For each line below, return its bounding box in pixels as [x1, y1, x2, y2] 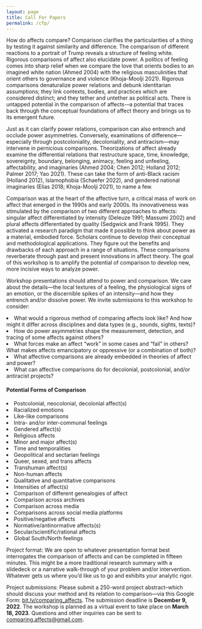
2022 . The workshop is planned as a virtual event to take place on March [6, 602, 189, 610]
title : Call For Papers [6, 15, 66, 21]
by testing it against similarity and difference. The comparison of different [6, 43, 189, 50]
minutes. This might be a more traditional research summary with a [6, 559, 172, 566]
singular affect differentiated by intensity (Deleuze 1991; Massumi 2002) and [6, 214, 196, 221]
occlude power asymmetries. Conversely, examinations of [6, 132, 151, 139]
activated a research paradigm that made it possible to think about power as [6, 227, 196, 234]
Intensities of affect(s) [14, 483, 69, 490]
